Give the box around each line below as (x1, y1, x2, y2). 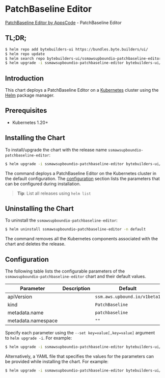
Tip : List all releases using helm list (17, 190, 91, 196)
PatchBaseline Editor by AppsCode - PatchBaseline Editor (5, 20, 122, 25)
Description (62, 285, 91, 292)
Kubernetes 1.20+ (12, 119, 48, 126)
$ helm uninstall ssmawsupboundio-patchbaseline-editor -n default (5, 227, 146, 232)
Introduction (5, 74, 44, 82)
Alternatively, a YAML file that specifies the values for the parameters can (5, 353, 154, 359)
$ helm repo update (5, 51, 45, 56)
